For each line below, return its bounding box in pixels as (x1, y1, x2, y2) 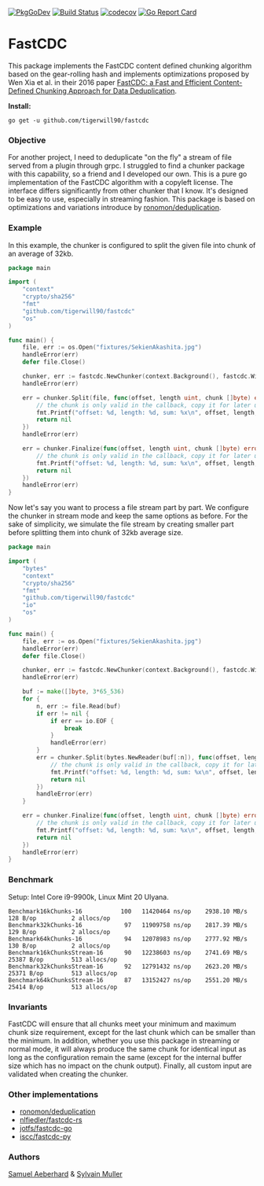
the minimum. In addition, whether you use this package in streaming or (8, 1036, 240, 1045)
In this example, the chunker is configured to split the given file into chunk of (8, 240, 256, 249)
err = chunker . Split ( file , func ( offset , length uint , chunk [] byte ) (22, 393, 251, 401)
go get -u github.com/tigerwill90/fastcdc (8, 116, 149, 124)
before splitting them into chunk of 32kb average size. (8, 528, 183, 538)
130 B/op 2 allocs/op (8, 941, 111, 950)
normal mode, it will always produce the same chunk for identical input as (8, 1044, 247, 1054)
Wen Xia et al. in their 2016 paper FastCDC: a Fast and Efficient (8, 77, 212, 87)
